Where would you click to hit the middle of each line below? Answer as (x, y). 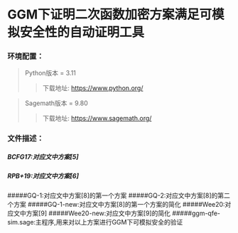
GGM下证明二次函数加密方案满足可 (110, 15)
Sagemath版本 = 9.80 (56, 103)
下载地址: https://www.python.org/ (93, 88)
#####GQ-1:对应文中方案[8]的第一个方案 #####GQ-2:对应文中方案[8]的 (113, 195)
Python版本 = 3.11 (50, 73)
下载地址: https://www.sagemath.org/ (97, 119)
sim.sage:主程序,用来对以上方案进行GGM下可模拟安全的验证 (95, 222)
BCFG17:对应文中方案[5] (43, 157)
